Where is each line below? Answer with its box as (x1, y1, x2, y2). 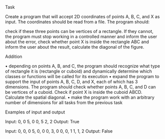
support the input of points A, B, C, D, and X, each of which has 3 (5, 79, 138, 84)
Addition (5, 54, 22, 59)
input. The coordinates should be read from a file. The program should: (5, 19, 150, 25)
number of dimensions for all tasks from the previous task (5, 100, 123, 105)
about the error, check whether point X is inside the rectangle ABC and (5, 39, 149, 45)
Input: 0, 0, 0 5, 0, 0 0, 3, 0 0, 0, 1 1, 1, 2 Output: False (5, 128, 113, 134)
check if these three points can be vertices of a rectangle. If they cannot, (5, 28, 154, 34)
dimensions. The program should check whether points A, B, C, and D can (5, 84, 156, 90)
